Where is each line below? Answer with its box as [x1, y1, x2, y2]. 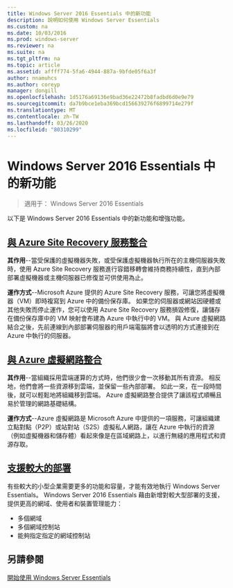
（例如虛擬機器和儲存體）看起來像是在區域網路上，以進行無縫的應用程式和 [7, 431, 220, 440]
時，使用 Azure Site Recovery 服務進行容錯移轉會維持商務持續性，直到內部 [7, 265, 221, 274]
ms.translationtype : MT [7, 107, 76, 114]
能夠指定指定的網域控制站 [17, 531, 91, 540]
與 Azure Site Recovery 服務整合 [7, 236, 148, 248]
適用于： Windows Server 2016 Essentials [24, 199, 144, 208]
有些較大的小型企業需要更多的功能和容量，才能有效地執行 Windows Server [7, 482, 221, 490]
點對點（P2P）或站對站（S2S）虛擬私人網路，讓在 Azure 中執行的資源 [12, 422, 215, 431]
